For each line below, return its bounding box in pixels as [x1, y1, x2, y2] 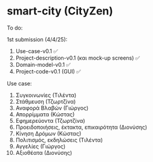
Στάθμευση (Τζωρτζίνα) [15, 98, 76, 105]
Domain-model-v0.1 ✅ [15, 61, 71, 68]
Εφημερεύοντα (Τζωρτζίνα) [15, 117, 85, 124]
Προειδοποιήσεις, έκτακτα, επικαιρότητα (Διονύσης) [15, 123, 148, 131]
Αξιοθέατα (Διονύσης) [15, 149, 72, 156]
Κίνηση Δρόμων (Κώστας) [15, 129, 82, 137]
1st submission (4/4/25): [7, 36, 68, 43]
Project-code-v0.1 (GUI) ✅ [15, 67, 81, 75]
